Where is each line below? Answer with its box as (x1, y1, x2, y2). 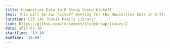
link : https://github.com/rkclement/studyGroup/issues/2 (5, 21, 128, 26)
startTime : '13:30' (5, 30, 47, 35)
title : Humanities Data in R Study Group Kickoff (5, 7, 112, 12)
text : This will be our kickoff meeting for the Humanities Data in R (5, 12, 157, 17)
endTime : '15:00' (5, 35, 42, 40)
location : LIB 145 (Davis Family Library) (5, 16, 96, 21)
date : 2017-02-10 (5, 26, 42, 31)
